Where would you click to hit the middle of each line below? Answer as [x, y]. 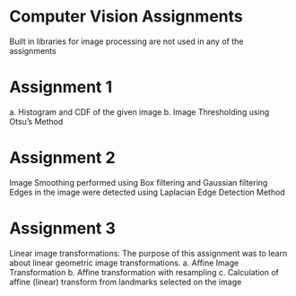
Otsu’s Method [36, 121]
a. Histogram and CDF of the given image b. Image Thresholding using [139, 112]
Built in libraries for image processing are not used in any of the [126, 41]
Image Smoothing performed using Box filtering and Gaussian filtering [139, 182]
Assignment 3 [63, 228]
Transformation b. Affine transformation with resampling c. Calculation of [144, 272]
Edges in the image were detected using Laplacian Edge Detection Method [147, 192]
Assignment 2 [62, 158]
